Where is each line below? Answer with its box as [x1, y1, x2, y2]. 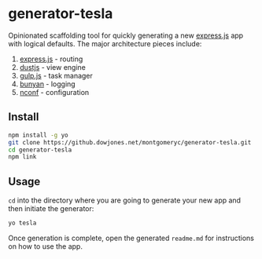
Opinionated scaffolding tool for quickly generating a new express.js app [8, 31, 244, 40]
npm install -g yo [8, 131, 68, 139]
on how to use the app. [8, 241, 83, 251]
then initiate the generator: [8, 204, 94, 213]
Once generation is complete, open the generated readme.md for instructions [8, 233, 254, 243]
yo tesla [8, 219, 37, 228]
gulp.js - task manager [19, 71, 93, 80]
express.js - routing [19, 54, 83, 64]
